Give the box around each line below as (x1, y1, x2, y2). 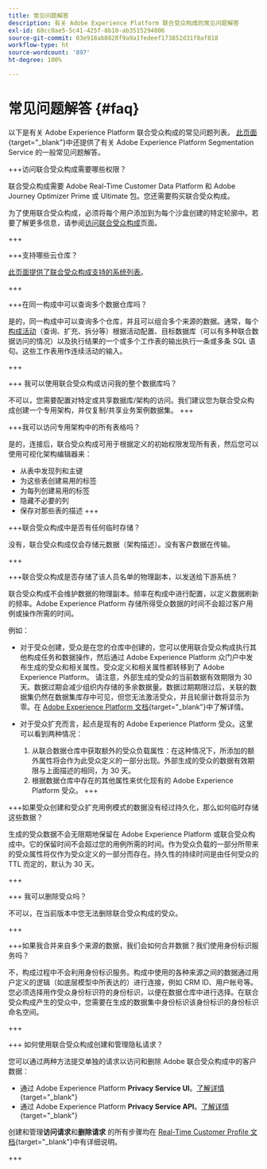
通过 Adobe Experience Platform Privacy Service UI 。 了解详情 (19, 1083, 225, 1093)
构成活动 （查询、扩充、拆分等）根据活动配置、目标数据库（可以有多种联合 (8, 326, 252, 336)
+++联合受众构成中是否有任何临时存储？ (8, 522, 141, 532)
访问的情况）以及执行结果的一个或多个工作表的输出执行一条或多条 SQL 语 (14, 336, 256, 346)
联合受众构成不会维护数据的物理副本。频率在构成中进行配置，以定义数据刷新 (8, 588, 259, 598)
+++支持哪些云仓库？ (8, 250, 78, 259)
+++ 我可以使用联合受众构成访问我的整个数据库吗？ (8, 379, 177, 388)
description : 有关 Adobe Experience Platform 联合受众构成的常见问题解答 (8, 19, 240, 27)
